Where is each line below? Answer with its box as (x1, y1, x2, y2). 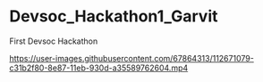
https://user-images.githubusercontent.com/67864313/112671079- (9, 53, 255, 63)
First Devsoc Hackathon (9, 36, 98, 46)
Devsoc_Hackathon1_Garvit (9, 6, 218, 27)
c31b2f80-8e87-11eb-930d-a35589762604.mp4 (9, 62, 189, 73)
